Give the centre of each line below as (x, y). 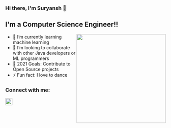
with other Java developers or (44, 53)
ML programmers (31, 58)
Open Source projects (36, 69)
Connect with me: (28, 90)
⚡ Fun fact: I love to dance (40, 75)
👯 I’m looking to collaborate (41, 47)
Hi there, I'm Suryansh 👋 (36, 8)
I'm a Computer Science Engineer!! (62, 25)
